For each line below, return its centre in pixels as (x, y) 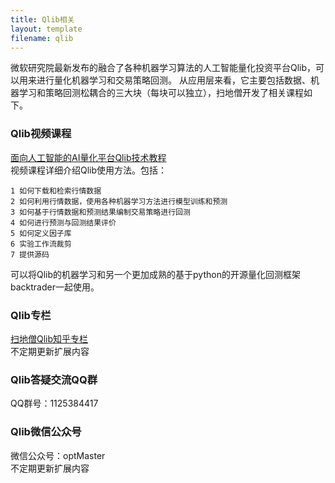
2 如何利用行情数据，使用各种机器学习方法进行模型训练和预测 (119, 201)
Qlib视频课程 (41, 134)
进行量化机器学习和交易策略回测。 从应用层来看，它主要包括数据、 (173, 80)
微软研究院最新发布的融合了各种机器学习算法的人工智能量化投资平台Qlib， (163, 68)
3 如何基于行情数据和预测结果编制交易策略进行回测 (100, 212)
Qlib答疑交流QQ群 (54, 379)
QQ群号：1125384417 (54, 403)
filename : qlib (42, 38)
